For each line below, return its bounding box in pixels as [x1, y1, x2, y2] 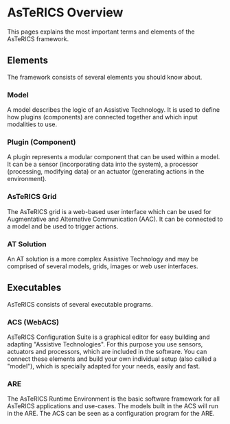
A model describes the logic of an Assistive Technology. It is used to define [7, 106, 220, 114]
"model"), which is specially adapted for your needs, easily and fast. [7, 362, 200, 370]
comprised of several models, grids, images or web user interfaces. [7, 262, 198, 270]
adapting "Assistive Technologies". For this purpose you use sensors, [7, 340, 203, 349]
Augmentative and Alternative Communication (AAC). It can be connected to [7, 215, 223, 223]
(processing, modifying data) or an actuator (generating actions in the [7, 167, 205, 176]
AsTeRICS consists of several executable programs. [7, 300, 153, 308]
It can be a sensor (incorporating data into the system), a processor [7, 160, 198, 169]
